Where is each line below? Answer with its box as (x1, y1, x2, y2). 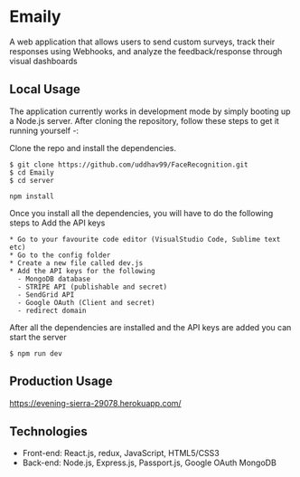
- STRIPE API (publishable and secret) (17, 282, 168, 291)
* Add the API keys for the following (9, 266, 155, 275)
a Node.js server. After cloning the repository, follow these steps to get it (9, 115, 280, 126)
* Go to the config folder (9, 251, 111, 260)
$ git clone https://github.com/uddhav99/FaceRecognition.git (9, 160, 248, 169)
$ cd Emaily (9, 167, 54, 177)
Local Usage (9, 81, 81, 97)
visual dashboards (9, 55, 79, 66)
